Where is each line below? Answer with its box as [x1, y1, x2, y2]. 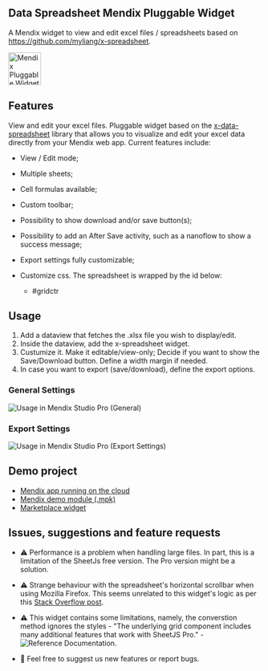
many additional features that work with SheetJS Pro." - [19, 629, 205, 639]
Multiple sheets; [19, 169, 74, 178]
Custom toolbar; [19, 200, 74, 209]
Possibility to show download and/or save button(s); [19, 215, 193, 225]
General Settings [8, 384, 75, 396]
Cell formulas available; [19, 184, 98, 193]
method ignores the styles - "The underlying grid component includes [19, 621, 251, 631]
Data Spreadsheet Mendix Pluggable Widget [8, 6, 235, 20]
